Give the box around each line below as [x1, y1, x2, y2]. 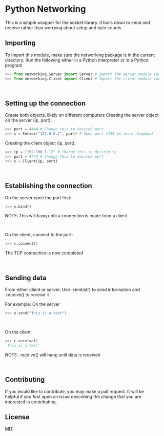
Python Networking [5, 3, 86, 15]
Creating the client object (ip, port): [5, 140, 76, 146]
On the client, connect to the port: [5, 232, 73, 238]
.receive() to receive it [5, 292, 49, 298]
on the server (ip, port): [5, 117, 52, 123]
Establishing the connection [5, 182, 92, 190]
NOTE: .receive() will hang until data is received [5, 352, 101, 357]
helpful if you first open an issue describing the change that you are [5, 394, 142, 399]
